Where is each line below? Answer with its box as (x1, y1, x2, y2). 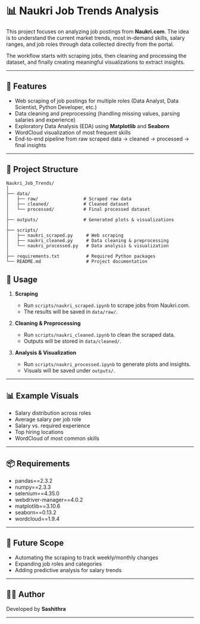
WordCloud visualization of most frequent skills (14, 129, 131, 136)
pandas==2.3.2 (14, 477, 53, 484)
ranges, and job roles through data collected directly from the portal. (6, 41, 174, 48)
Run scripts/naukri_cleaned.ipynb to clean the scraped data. (23, 331, 176, 339)
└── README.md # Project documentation (6, 258, 148, 265)
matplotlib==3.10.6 (14, 502, 61, 510)
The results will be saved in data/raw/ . (23, 308, 118, 315)
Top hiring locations (14, 429, 64, 436)
